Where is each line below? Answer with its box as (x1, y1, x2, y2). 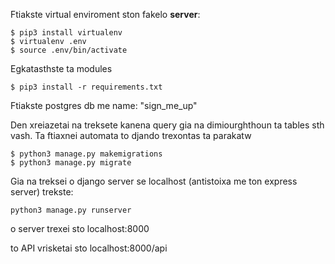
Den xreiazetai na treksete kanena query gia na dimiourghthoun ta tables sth (10, 119, 325, 131)
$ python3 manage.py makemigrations (10, 149, 163, 159)
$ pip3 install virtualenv (10, 28, 123, 38)
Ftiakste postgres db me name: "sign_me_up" (10, 100, 198, 111)
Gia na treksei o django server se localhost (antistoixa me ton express (10, 175, 298, 187)
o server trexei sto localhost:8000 (10, 223, 150, 234)
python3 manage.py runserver (10, 205, 132, 215)
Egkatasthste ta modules (10, 63, 113, 74)
